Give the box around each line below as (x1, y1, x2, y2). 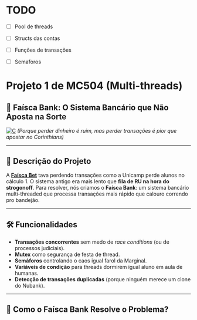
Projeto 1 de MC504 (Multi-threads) (6, 79, 183, 93)
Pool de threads (14, 23, 53, 30)
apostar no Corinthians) (6, 133, 64, 141)
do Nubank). (14, 282, 45, 289)
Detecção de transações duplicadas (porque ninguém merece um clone (14, 275, 191, 282)
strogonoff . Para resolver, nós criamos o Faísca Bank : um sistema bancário (6, 184, 189, 191)
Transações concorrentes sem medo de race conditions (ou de (14, 238, 170, 245)
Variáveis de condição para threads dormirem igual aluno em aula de (14, 263, 183, 270)
